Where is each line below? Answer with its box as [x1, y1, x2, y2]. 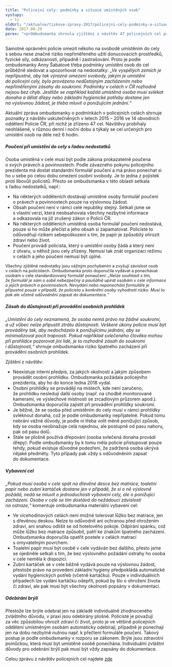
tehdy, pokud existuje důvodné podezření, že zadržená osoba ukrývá [12, 444, 159, 451]
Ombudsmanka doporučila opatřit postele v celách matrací [12, 534, 137, 540]
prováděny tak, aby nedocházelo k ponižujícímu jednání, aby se [5, 327, 141, 333]
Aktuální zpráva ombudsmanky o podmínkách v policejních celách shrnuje [5, 110, 162, 116]
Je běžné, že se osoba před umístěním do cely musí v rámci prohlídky [12, 407, 160, 413]
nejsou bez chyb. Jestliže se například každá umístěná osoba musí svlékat [5, 89, 164, 95]
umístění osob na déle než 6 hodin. [5, 132, 79, 137]
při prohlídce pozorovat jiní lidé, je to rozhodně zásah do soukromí [5, 338, 145, 344]
